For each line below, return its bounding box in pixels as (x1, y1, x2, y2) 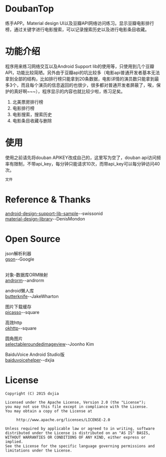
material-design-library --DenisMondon (5, 215, 86, 221)
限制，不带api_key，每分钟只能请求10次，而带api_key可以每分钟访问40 (13, 160, 161, 166)
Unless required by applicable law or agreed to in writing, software (5, 426, 155, 431)
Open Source (5, 233, 61, 244)
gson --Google (5, 256, 34, 262)
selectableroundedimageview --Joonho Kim (5, 341, 94, 347)
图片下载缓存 (5, 303, 31, 309)
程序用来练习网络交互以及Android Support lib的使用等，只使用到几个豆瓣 (5, 63, 155, 69)
